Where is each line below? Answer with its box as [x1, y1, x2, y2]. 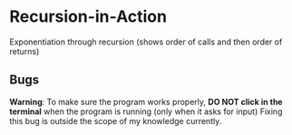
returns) [9, 45, 40, 56]
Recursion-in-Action [9, 6, 168, 27]
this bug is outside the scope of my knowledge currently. [9, 115, 222, 126]
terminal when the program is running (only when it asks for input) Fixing [9, 106, 283, 117]
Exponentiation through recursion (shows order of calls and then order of [9, 36, 283, 47]
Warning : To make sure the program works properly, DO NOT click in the [9, 96, 283, 107]
